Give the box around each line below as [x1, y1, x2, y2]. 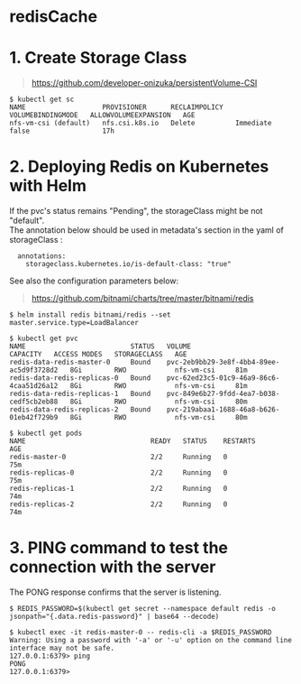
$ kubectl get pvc [9, 334, 78, 344]
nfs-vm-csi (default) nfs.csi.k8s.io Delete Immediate [9, 119, 272, 128]
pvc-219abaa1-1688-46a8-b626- [166, 405, 280, 414]
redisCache [9, 6, 97, 27]
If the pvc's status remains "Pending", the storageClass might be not [9, 206, 263, 217]
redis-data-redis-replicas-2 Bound [9, 405, 151, 414]
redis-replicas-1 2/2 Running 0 [9, 485, 228, 494]
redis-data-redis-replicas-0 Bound [9, 374, 151, 383]
